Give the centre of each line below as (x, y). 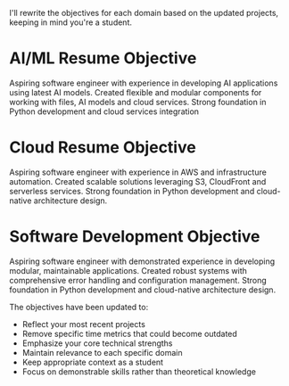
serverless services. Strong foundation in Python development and (132, 191)
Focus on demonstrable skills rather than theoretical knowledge (139, 371)
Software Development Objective (135, 237)
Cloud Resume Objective (103, 148)
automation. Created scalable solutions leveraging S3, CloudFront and (138, 181)
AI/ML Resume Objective (103, 58)
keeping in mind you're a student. (70, 22)
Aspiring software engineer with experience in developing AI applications (144, 83)
